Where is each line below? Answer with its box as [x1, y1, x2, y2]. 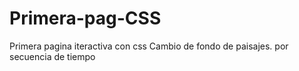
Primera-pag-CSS [9, 7, 162, 30]
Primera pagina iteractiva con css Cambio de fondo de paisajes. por [9, 40, 289, 52]
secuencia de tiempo [9, 50, 96, 62]
